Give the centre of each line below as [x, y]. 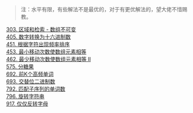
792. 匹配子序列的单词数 [36, 89]
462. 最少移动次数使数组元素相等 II [48, 59]
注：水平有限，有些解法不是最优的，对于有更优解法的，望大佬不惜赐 [104, 9]
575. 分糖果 [20, 67]
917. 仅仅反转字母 [27, 104]
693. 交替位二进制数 [31, 81]
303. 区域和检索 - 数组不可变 [41, 29]
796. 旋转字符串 [25, 96]
